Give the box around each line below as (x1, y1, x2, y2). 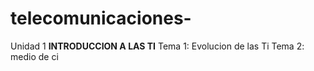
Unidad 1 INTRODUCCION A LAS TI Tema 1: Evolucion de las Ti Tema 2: (10, 40, 305, 52)
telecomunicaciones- (10, 7, 192, 30)
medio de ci (10, 50, 59, 62)
